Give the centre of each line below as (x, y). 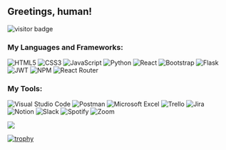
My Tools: (25, 89)
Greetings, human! (50, 12)
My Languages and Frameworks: (65, 47)
